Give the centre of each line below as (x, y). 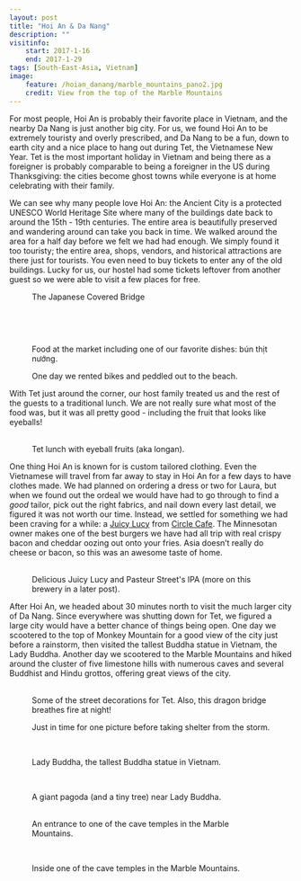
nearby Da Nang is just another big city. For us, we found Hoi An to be (139, 128)
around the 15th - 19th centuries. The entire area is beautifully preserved (143, 222)
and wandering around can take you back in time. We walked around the (143, 231)
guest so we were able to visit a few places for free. (105, 279)
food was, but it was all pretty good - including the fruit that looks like (138, 412)
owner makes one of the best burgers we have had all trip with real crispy (145, 533)
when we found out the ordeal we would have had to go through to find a (144, 494)
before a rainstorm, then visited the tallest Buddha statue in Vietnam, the (143, 645)
